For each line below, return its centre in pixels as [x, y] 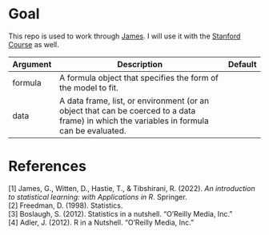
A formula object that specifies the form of [139, 78]
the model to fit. [89, 87]
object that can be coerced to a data [128, 110]
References [47, 167]
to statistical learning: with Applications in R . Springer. [98, 197]
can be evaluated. [93, 130]
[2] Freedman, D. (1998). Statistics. [66, 205]
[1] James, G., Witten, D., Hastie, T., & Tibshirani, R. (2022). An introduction [132, 188]
